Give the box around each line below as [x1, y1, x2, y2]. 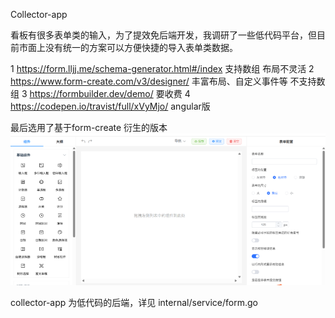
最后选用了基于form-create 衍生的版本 [10, 122, 168, 133]
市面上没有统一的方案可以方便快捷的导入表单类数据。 [18, 42, 238, 53]
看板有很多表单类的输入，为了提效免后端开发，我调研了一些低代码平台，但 [10, 29, 317, 41]
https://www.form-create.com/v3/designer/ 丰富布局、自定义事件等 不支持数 [10, 75, 326, 87]
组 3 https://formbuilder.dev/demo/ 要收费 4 [10, 88, 191, 99]
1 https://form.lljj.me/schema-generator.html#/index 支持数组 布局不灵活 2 [10, 63, 315, 74]
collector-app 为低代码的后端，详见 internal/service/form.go [10, 296, 258, 308]
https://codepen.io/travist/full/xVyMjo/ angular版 [10, 100, 211, 112]
